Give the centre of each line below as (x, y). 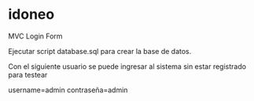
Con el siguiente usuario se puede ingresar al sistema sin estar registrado (127, 66)
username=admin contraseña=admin (68, 90)
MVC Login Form (35, 36)
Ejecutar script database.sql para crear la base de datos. (100, 51)
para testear (28, 74)
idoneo (31, 14)
